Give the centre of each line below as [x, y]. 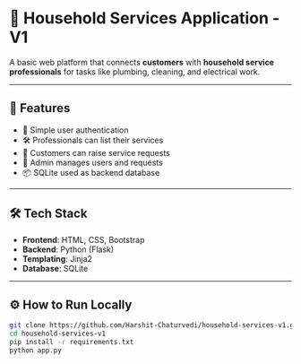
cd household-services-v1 [57, 334]
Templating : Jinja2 [57, 258]
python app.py [36, 351]
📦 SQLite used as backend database [91, 172]
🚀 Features [40, 108]
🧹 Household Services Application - [145, 18]
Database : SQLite [55, 268]
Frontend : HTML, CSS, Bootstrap [83, 239]
